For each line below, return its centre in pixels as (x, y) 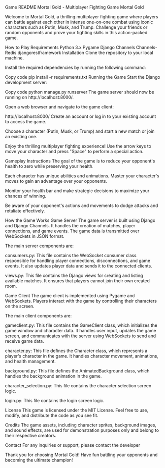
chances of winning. (26, 196)
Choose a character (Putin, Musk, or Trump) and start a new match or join (80, 131)
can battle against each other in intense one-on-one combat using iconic (79, 22)
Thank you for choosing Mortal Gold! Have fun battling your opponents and (81, 455)
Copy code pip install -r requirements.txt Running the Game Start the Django (83, 77)
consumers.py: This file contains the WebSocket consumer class (71, 255)
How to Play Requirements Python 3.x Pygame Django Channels (70, 47)
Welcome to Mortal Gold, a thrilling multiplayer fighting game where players (82, 17)
